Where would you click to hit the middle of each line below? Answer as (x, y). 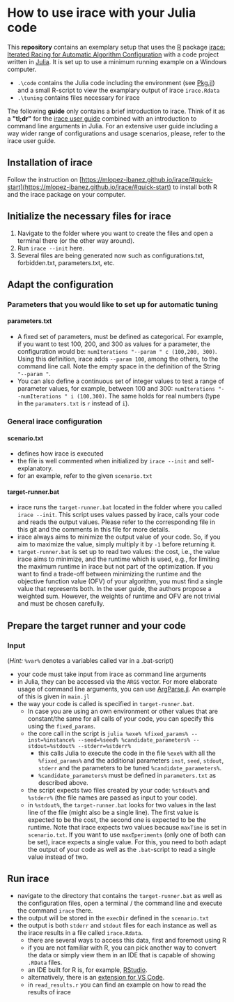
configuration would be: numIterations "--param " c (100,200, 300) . (117, 352)
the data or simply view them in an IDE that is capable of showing (122, 955)
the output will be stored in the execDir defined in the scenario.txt (113, 918)
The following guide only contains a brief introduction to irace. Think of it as (116, 111)
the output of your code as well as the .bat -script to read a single (122, 850)
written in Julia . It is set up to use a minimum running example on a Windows (117, 61)
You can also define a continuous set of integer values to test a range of (121, 381)
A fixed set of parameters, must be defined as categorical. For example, (120, 337)
